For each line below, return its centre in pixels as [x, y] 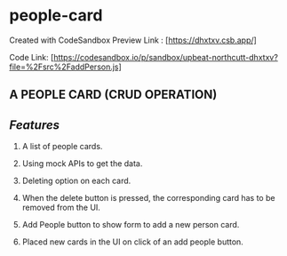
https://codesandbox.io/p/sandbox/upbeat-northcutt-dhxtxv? [165, 57]
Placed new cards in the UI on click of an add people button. [133, 242]
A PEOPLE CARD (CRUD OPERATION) [113, 95]
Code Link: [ [32, 57]
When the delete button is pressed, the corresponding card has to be [148, 198]
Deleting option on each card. [76, 181]
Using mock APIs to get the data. [82, 164]
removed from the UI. [61, 208]
